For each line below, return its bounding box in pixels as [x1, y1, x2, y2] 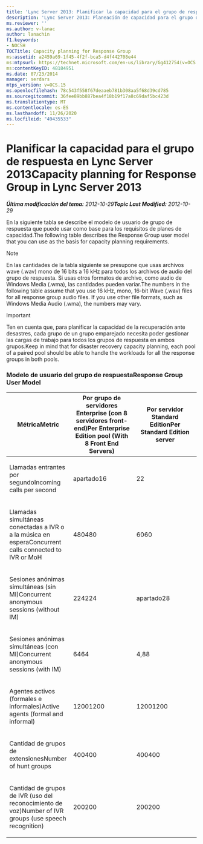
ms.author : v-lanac [6, 25, 56, 32]
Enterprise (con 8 [76, 409, 128, 418]
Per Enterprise [87, 424, 130, 433]
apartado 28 [136, 594, 170, 602]
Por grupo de [82, 394, 121, 403]
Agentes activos [9, 687, 56, 696]
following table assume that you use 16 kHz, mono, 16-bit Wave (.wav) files [6, 287, 193, 294]
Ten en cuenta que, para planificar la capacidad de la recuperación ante [6, 323, 185, 331]
